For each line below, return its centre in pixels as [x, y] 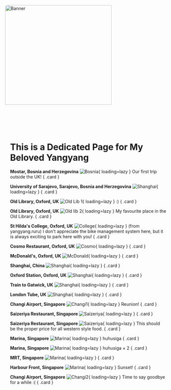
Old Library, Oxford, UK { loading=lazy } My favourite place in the [88, 211]
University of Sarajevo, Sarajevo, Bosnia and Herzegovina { [84, 186]
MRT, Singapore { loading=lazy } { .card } [62, 358]
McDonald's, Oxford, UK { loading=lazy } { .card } [74, 256]
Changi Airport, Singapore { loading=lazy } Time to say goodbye [87, 377]
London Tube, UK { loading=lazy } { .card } [66, 294]
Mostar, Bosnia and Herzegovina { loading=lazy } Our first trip [84, 171]
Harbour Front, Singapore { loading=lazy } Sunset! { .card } [81, 367]
